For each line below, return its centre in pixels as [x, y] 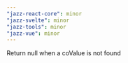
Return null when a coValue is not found [64, 53]
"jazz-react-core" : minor [44, 14]
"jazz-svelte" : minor [38, 20]
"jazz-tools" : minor [37, 27]
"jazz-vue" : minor [33, 33]
